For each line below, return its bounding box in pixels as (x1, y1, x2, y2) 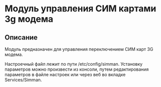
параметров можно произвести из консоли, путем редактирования (4, 66, 149, 72)
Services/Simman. (4, 77, 42, 83)
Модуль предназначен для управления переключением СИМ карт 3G (4, 46, 154, 52)
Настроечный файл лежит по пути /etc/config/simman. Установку (4, 61, 143, 67)
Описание (4, 33, 38, 42)
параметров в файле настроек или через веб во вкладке (4, 72, 126, 77)
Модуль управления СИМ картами (4, 3, 157, 14)
